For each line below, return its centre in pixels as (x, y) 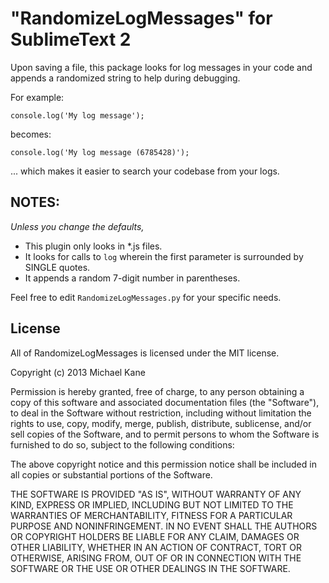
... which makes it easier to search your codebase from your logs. (145, 171)
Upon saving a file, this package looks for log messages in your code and (161, 67)
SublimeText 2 (71, 39)
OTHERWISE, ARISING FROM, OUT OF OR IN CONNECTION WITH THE (156, 558)
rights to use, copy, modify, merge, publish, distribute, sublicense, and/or (161, 423)
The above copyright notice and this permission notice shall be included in (163, 464)
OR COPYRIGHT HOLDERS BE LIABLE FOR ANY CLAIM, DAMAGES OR (155, 536)
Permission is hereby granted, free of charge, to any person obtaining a (157, 391)
